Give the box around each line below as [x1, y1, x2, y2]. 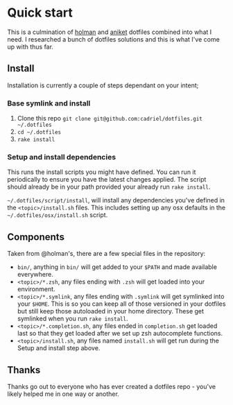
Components [7, 231, 64, 243]
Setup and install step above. [17, 344, 101, 352]
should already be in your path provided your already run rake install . [7, 182, 211, 191]
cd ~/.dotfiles [17, 129, 62, 136]
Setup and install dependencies [7, 152, 116, 162]
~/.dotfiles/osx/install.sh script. [7, 211, 108, 219]
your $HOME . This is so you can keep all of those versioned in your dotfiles [17, 300, 226, 308]
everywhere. [17, 270, 53, 279]
